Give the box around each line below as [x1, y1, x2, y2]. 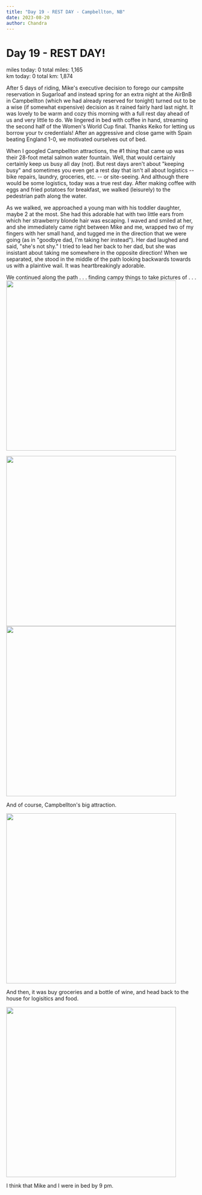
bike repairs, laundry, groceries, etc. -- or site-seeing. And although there [6, 173, 189, 180]
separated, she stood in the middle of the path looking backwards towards [6, 255, 191, 263]
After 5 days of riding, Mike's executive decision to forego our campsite [6, 84, 184, 91]
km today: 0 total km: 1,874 [6, 73, 74, 80]
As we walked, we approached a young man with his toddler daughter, [6, 204, 181, 212]
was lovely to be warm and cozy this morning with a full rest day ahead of [6, 110, 190, 117]
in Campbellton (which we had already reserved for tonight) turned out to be [6, 97, 196, 105]
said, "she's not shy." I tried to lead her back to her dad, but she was [6, 243, 176, 250]
